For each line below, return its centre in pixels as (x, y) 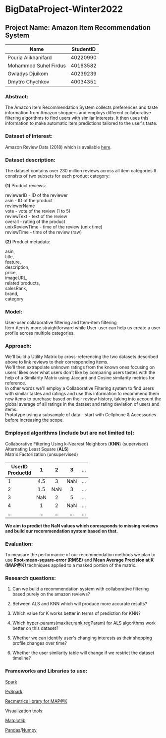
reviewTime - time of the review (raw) (44, 232)
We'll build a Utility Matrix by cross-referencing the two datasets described (82, 357)
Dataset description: (30, 160)
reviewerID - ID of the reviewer (37, 195)
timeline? (22, 658)
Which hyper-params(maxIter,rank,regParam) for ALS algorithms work (84, 623)
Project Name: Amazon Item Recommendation (78, 28)
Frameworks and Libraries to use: (46, 671)
